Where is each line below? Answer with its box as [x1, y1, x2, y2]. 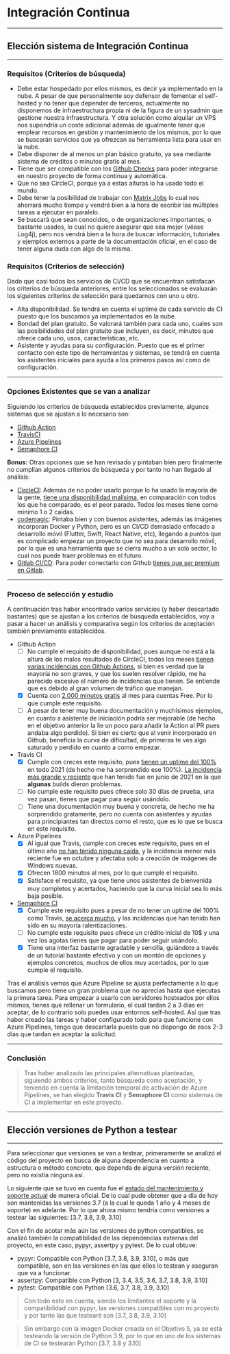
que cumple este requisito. [27, 699, 103, 707]
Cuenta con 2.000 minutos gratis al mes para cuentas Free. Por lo [27, 692, 214, 699]
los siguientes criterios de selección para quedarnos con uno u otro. [7, 292, 200, 300]
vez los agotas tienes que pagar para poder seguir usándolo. [27, 936, 199, 944]
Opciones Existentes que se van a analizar [7, 387, 151, 397]
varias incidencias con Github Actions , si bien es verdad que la [27, 662, 205, 670]
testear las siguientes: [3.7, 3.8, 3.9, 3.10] [7, 1213, 122, 1221]
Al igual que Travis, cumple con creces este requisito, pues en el [27, 839, 210, 847]
